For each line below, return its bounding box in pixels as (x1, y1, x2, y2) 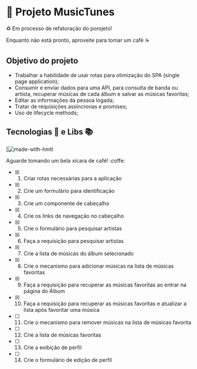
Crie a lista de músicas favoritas (23, 331, 101, 338)
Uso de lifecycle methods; (14, 109, 78, 116)
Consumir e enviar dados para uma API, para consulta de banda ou (14, 84, 178, 91)
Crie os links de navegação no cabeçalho (23, 212, 124, 219)
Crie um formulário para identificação (23, 187, 115, 194)
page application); (14, 78, 59, 85)
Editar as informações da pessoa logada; (14, 97, 114, 104)
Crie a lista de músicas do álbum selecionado (23, 250, 134, 257)
